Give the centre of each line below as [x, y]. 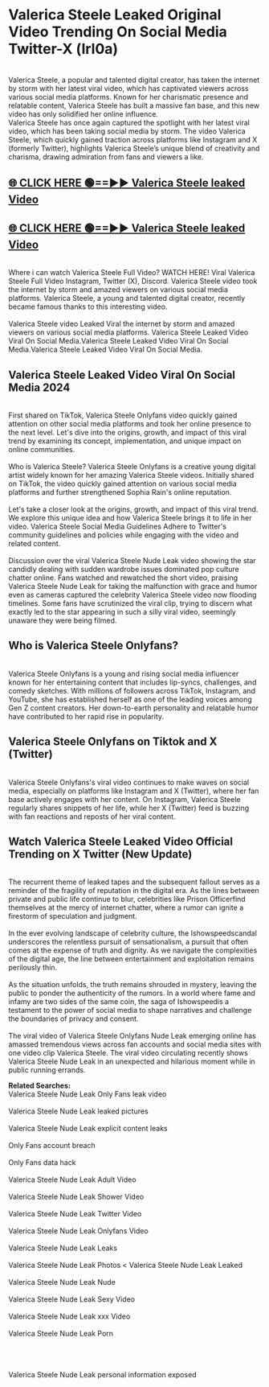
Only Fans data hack [42, 1163]
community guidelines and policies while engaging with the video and [124, 535]
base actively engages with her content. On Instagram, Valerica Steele [124, 799]
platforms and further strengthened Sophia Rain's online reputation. [120, 492]
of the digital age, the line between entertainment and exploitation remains [131, 959]
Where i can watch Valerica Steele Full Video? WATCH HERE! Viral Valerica [132, 273]
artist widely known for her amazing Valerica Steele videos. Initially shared [131, 475]
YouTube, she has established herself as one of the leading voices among [130, 699]
